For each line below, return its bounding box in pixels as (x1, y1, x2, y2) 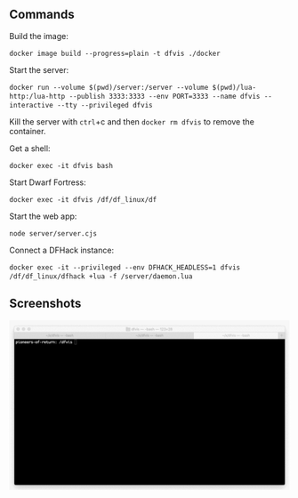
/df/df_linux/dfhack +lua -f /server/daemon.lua (9, 271, 193, 281)
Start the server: (9, 64, 69, 75)
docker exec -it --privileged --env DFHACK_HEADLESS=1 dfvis (9, 262, 241, 272)
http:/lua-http (9, 92, 66, 100)
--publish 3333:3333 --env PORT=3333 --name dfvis (68, 92, 261, 100)
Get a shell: (9, 142, 51, 154)
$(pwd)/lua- (212, 83, 256, 92)
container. (9, 125, 46, 136)
